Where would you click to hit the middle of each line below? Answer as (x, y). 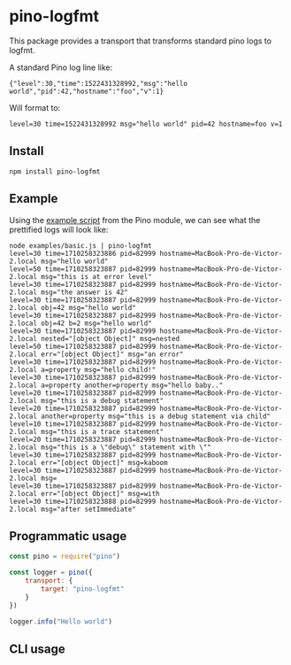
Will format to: (35, 107)
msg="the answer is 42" (84, 292)
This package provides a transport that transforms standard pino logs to (141, 41)
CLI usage (38, 649)
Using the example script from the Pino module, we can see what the (135, 220)
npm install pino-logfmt (55, 171)
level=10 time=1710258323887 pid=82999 (83, 424)
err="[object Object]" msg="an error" (112, 354)
